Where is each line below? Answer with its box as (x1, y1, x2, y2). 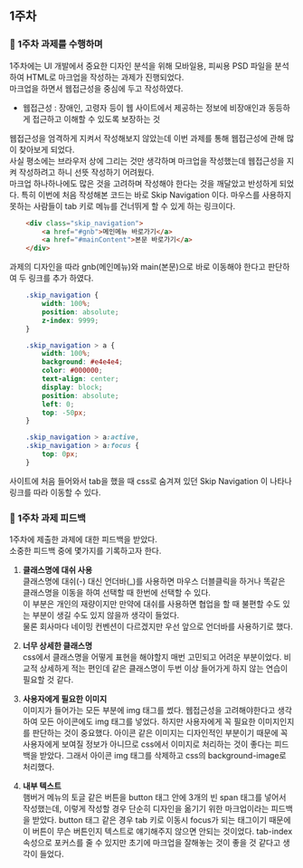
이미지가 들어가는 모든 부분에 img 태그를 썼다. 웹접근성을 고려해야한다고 (22, 705, 276, 716)
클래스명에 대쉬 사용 (22, 565, 93, 576)
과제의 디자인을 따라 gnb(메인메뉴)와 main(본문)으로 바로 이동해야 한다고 (9, 262, 266, 272)
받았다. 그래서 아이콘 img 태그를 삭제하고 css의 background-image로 (39, 750, 287, 761)
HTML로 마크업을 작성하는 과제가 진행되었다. (25, 72, 185, 82)
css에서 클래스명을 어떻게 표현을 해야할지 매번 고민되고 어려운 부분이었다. (22, 652, 282, 663)
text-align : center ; (42, 375, 119, 384)
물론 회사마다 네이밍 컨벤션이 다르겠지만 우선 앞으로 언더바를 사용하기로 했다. (22, 621, 294, 632)
